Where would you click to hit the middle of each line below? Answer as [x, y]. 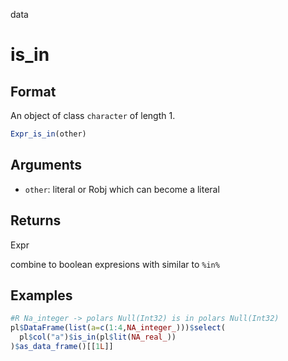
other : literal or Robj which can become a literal [122, 189]
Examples [41, 295]
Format [33, 91]
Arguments [46, 165]
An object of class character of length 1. [93, 115]
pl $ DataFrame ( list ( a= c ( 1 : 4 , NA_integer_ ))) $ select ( [118, 328]
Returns [36, 220]
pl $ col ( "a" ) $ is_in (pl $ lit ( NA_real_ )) [98, 337]
